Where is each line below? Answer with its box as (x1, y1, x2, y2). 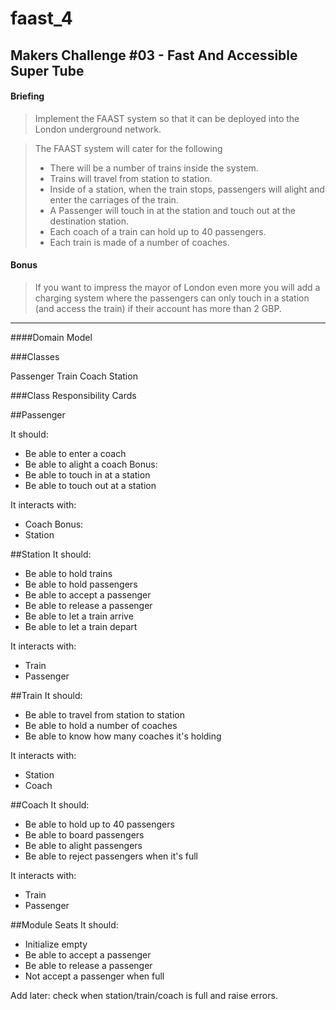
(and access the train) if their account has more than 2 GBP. (34, 302, 282, 314)
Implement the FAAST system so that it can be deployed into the (34, 112, 300, 124)
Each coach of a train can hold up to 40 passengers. (49, 225, 267, 237)
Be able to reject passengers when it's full (24, 850, 198, 862)
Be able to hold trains (24, 567, 113, 579)
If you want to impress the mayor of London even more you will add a (34, 281, 321, 293)
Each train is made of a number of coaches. (49, 236, 230, 248)
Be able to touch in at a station (24, 468, 151, 481)
